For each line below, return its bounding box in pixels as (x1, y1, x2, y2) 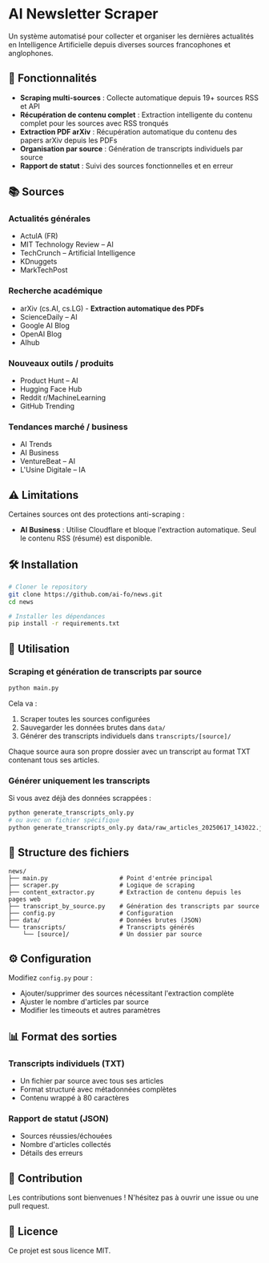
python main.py (8, 684, 59, 693)
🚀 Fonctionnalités (8, 71, 98, 85)
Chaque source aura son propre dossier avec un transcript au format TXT (8, 746, 251, 756)
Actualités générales (8, 213, 90, 224)
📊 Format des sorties (8, 1030, 118, 1044)
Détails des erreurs (19, 1148, 83, 1158)
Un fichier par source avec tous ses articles (19, 1076, 164, 1086)
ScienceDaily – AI (19, 312, 78, 321)
